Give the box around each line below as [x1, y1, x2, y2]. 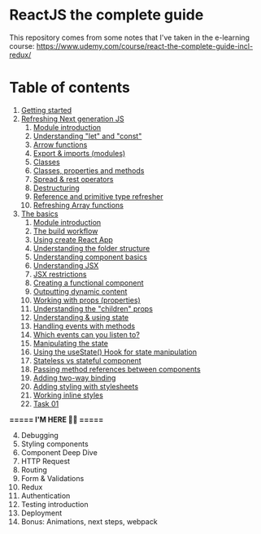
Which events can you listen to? [33, 329, 141, 339]
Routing [20, 465, 48, 475]
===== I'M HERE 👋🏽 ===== [9, 415, 104, 424]
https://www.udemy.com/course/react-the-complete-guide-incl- [36, 41, 254, 50]
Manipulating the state [33, 338, 109, 348]
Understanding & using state [33, 312, 129, 322]
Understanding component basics [33, 252, 147, 262]
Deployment [20, 508, 63, 518]
